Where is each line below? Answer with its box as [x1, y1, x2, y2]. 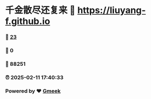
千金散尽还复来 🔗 [5, 5, 76, 16]
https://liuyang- [77, 5, 146, 16]
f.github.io [5, 16, 51, 27]
